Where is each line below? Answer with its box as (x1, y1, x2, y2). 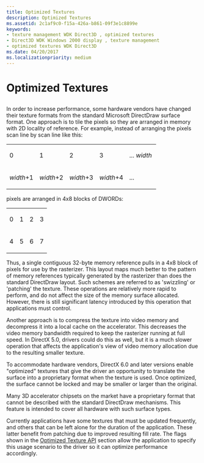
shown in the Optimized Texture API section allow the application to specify (6, 437, 197, 444)
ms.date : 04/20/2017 (6, 49, 59, 55)
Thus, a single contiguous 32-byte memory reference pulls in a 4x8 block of (6, 259, 199, 266)
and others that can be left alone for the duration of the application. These (6, 424, 193, 431)
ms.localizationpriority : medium (6, 55, 92, 61)
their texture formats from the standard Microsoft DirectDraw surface (6, 111, 180, 119)
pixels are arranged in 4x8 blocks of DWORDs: (6, 195, 124, 203)
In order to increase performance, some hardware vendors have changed (6, 105, 191, 113)
